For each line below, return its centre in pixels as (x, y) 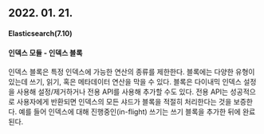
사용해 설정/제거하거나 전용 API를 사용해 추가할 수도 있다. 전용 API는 (122, 92)
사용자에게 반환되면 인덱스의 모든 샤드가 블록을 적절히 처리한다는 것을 (124, 102)
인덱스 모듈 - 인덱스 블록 (45, 53)
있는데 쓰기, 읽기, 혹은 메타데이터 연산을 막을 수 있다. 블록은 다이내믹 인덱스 (125, 82)
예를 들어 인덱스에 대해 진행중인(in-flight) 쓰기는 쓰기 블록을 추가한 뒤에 (130, 112)
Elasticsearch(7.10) (41, 33)
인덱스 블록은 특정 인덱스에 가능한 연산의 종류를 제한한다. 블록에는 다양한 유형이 (132, 72)
